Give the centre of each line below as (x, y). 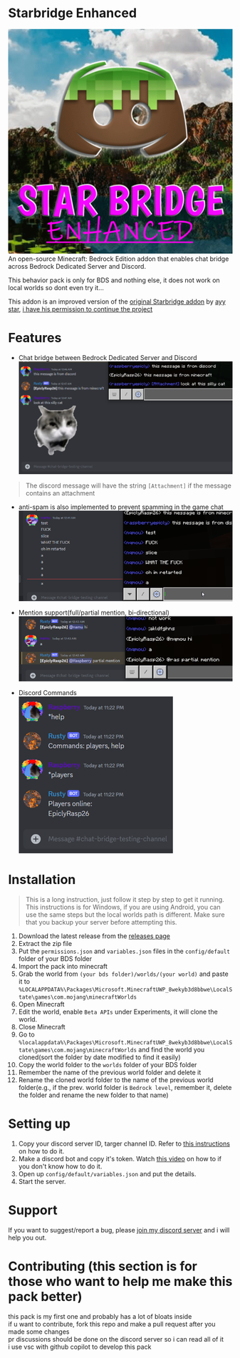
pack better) (45, 1297)
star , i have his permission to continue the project (80, 309)
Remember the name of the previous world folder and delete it (110, 1072)
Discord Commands (47, 693)
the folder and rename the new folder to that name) (94, 1095)
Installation (42, 880)
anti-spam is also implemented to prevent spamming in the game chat (121, 507)
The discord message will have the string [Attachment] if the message (129, 485)
